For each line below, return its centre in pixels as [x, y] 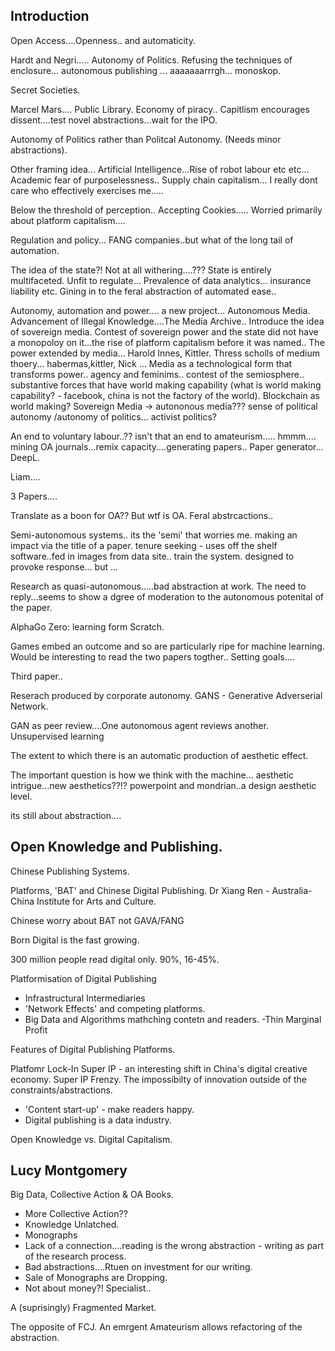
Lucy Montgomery [69, 1170]
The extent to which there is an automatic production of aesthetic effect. [159, 755]
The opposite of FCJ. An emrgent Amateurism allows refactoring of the [156, 1327]
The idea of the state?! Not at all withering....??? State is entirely [141, 270]
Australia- [292, 890]
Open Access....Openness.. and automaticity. [103, 40]
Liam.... [25, 476]
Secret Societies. [45, 90]
